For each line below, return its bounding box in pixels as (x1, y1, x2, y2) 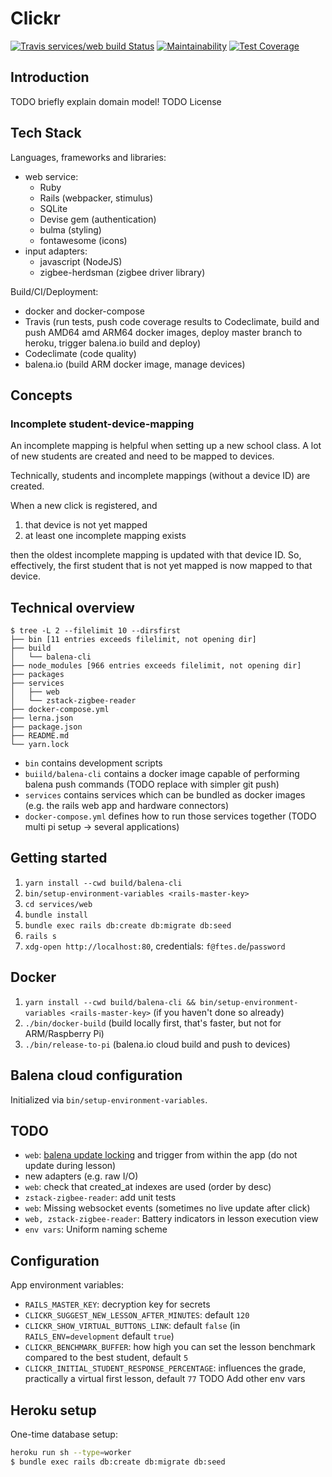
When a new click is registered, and (10, 500, 158, 512)
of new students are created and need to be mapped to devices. (10, 450, 275, 462)
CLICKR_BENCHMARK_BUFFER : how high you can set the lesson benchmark (24, 1341, 316, 1353)
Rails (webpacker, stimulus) (39, 192, 154, 204)
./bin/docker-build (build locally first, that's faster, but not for (24, 1017, 282, 1029)
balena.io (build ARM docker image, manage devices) (24, 358, 246, 370)
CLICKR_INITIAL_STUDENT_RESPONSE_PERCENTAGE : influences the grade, (24, 1362, 307, 1374)
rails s (24, 931, 57, 941)
